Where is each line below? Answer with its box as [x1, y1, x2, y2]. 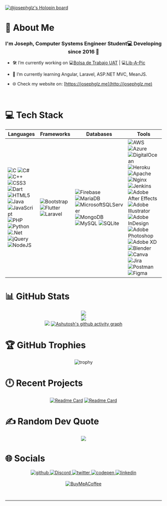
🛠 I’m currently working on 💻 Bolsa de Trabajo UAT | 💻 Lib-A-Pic [12, 60, 146, 66]
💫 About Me [5, 22, 55, 33]
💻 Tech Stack [5, 109, 64, 120]
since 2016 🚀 [68, 48, 99, 55]
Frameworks [40, 131, 71, 138]
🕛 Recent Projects [5, 378, 83, 389]
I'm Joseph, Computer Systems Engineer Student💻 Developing [5, 40, 162, 47]
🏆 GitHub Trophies [5, 339, 86, 351]
